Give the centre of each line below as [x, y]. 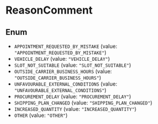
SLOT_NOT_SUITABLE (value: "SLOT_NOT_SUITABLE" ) [72, 65]
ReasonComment [49, 10]
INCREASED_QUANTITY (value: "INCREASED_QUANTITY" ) [75, 109]
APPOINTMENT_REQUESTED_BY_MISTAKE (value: [66, 46]
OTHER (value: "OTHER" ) [41, 115]
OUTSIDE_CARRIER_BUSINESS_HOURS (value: [63, 71]
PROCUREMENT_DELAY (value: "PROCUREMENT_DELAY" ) [72, 96]
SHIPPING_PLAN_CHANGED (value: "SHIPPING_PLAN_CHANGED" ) [83, 103]
